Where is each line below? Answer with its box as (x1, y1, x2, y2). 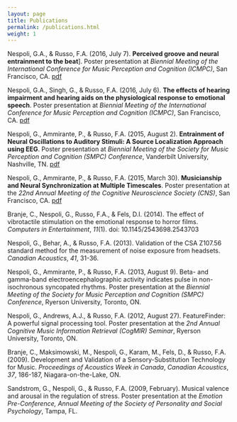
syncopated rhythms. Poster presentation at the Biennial (45, 283, 210, 291)
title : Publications (7, 17, 69, 24)
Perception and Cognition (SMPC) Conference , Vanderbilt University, (7, 152, 209, 161)
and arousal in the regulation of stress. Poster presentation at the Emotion (7, 392, 223, 401)
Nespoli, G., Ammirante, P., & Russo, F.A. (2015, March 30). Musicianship (7, 174, 222, 182)
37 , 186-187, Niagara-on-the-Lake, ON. (7, 370, 121, 379)
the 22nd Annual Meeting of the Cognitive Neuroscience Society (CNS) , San (7, 189, 231, 197)
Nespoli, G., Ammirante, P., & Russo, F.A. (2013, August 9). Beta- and (7, 267, 209, 277)
